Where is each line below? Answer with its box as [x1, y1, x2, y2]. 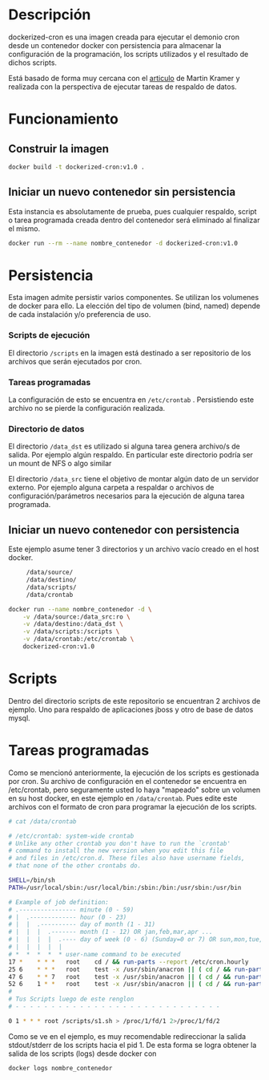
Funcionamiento [8, 110, 118, 128]
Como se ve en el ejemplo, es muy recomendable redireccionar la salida [8, 1031, 247, 1041]
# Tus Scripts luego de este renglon [8, 995, 134, 1004]
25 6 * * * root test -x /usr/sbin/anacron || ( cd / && [8, 965, 231, 973]
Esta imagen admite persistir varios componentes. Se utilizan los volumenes [8, 293, 259, 302]
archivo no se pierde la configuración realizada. [8, 404, 166, 413]
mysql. [8, 713, 30, 723]
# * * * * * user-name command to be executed [8, 950, 181, 958]
